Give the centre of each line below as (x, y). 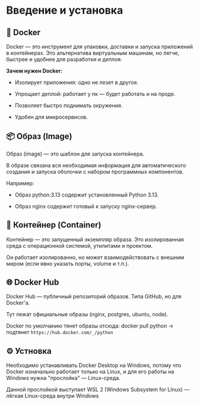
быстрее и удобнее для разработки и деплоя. (64, 59)
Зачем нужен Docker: (34, 71)
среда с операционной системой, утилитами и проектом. (80, 245)
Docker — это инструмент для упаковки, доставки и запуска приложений (99, 46)
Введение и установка (65, 10)
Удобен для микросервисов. (51, 117)
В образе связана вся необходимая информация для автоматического (96, 165)
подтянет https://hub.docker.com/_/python (60, 332)
